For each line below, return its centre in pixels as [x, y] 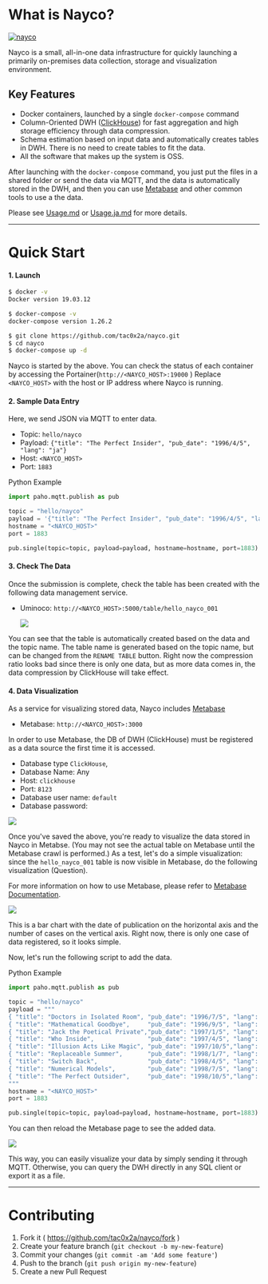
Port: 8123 [36, 789]
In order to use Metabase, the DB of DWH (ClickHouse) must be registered [131, 740]
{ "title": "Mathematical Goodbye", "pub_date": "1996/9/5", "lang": [134, 1024]
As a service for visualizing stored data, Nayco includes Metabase [117, 708]
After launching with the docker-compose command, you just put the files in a [133, 171]
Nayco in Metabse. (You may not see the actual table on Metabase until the [132, 845]
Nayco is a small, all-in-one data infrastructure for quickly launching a [123, 52]
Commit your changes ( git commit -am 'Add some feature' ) [118, 1255]
